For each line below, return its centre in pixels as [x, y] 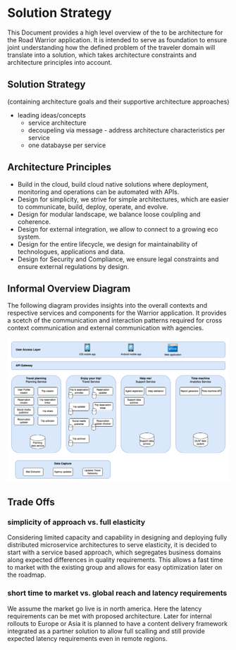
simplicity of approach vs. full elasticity [76, 522]
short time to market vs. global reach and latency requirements [117, 593]
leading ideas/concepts [51, 115]
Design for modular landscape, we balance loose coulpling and [109, 214]
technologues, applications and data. [71, 251]
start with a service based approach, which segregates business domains [114, 552]
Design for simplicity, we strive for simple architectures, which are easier [123, 199]
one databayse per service [67, 145]
